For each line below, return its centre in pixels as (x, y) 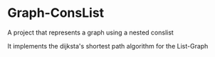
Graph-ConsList (56, 13)
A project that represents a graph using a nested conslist (91, 32)
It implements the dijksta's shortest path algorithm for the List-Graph (108, 46)
